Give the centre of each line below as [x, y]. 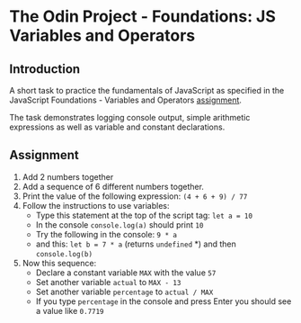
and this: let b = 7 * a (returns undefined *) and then [136, 244]
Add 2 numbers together [68, 176]
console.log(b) [64, 254]
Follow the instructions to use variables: [96, 205]
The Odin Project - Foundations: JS [143, 17]
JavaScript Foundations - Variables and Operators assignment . [126, 100]
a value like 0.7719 [70, 310]
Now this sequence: [59, 263]
